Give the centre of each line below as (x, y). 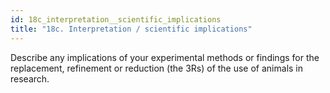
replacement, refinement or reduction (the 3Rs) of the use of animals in (157, 68)
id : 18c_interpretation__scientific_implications (116, 19)
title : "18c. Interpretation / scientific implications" (131, 29)
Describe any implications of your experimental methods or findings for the (165, 57)
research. (30, 78)
